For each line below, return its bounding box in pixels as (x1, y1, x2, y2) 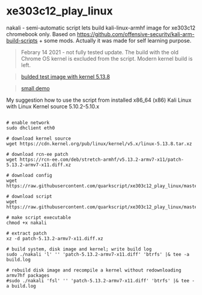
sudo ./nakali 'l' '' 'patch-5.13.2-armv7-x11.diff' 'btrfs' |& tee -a (6, 251, 189, 257)
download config (11, 172, 52, 178)
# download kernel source (6, 135, 71, 141)
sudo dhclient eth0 (6, 125, 55, 131)
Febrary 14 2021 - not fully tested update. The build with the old (20, 48, 179, 55)
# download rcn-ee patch (6, 151, 69, 157)
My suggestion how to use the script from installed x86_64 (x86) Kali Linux (6, 96, 192, 104)
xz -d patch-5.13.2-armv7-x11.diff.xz (6, 235, 103, 241)
